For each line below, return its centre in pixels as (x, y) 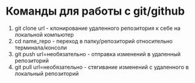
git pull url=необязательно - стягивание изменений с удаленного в (101, 67)
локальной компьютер (44, 34)
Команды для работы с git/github (95, 11)
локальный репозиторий (46, 73)
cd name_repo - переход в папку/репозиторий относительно (94, 41)
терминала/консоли (41, 48)
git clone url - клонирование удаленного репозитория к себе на (97, 28)
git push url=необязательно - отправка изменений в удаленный (97, 54)
